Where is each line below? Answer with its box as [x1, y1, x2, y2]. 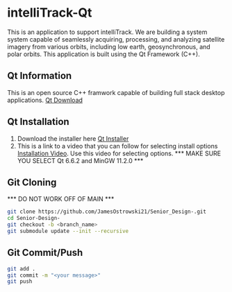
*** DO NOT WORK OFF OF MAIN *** [7, 195, 115, 203]
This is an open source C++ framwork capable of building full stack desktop [7, 88, 225, 96]
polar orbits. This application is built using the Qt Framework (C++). [7, 50, 200, 58]
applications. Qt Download [7, 96, 83, 104]
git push [7, 278, 33, 285]
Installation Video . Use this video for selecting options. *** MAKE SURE [17, 149, 221, 157]
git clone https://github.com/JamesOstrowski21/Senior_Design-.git [7, 208, 207, 216]
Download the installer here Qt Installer [17, 134, 129, 143]
